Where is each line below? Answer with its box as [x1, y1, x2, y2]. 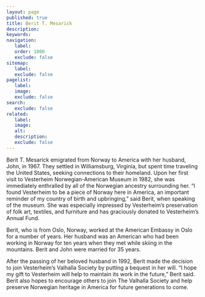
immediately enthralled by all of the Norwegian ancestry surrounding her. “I [6, 182, 195, 189]
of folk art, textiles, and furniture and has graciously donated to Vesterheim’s [6, 208, 199, 215]
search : [6, 99, 26, 106]
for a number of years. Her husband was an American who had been [6, 232, 179, 240]
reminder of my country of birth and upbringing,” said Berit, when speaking [6, 195, 195, 202]
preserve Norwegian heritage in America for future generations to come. [6, 283, 189, 290]
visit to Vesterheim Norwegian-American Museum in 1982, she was [6, 175, 175, 183]
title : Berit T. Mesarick [6, 20, 72, 26]
